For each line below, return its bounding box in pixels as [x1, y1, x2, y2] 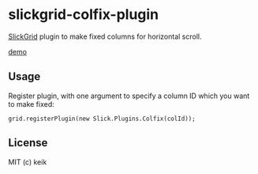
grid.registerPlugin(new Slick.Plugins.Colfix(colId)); [8, 115, 196, 123]
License [8, 136, 48, 149]
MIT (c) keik [8, 157, 47, 167]
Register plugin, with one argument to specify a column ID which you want [8, 91, 250, 100]
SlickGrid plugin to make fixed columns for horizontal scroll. [8, 32, 203, 41]
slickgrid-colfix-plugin [8, 6, 159, 24]
